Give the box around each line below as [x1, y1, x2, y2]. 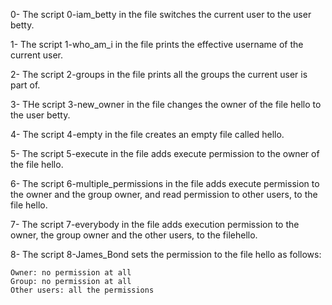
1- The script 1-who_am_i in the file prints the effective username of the [10, 39, 304, 50]
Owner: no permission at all [10, 268, 132, 278]
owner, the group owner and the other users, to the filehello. [10, 229, 258, 241]
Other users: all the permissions [10, 285, 155, 295]
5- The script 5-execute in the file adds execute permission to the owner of [10, 148, 320, 159]
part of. [10, 79, 41, 91]
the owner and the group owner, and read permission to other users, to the [10, 189, 318, 200]
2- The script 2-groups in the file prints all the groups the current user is [10, 69, 308, 80]
